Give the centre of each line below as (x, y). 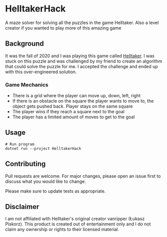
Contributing (25, 164)
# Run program (20, 144)
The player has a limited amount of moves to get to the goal (74, 117)
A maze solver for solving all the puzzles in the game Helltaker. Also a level (82, 23)
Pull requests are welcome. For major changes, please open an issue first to (83, 176)
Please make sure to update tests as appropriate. (56, 191)
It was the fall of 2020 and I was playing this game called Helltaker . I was (80, 56)
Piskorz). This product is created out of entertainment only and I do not (78, 224)
